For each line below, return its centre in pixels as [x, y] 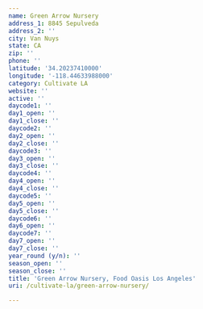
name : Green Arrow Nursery [54, 16]
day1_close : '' [34, 121]
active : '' [27, 98]
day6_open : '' [32, 226]
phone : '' [25, 61]
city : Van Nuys [34, 38]
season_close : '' [37, 271]
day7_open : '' [32, 241]
